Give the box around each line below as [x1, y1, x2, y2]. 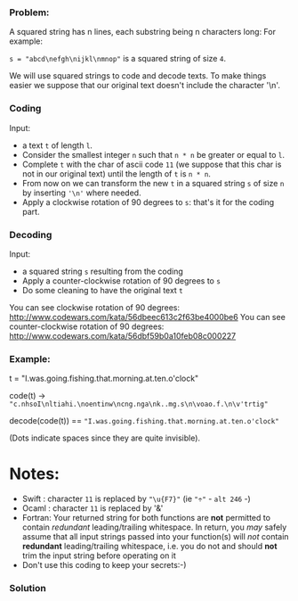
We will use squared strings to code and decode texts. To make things [9, 70, 267, 81]
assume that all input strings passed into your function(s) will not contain [21, 531, 289, 542]
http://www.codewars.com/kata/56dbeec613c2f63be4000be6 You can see [9, 311, 286, 322]
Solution [9, 582, 47, 595]
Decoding [9, 228, 52, 241]
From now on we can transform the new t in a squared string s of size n [21, 177, 285, 188]
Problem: [9, 6, 50, 19]
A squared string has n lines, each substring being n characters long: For [9, 27, 276, 37]
